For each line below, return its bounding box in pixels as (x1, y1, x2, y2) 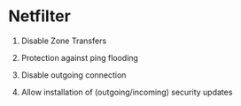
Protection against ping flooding (20, 52, 139, 63)
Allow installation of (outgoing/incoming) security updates (20, 87, 233, 97)
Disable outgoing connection (20, 69, 127, 80)
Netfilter (8, 6, 72, 26)
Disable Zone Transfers (20, 35, 107, 46)
